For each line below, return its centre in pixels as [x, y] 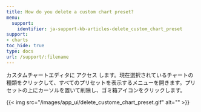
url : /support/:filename [38, 57]
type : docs [20, 51]
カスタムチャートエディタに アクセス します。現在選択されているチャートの [100, 75]
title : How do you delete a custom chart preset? [70, 12]
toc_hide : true [25, 46]
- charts [17, 40]
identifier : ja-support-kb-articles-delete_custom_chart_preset [100, 29]
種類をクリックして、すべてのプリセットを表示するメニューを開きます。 [96, 82]
